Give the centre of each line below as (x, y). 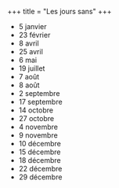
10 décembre (40, 144)
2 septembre (39, 93)
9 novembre (38, 135)
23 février (34, 35)
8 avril (29, 43)
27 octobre (36, 118)
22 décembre (40, 169)
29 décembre (40, 177)
